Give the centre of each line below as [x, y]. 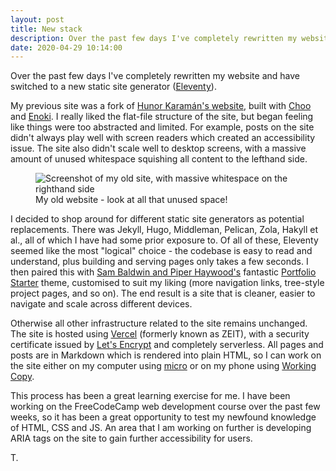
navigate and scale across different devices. [101, 304]
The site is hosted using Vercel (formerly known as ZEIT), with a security [160, 334]
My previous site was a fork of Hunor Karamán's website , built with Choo [161, 106]
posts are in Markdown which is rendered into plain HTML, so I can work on [166, 355]
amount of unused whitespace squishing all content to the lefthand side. [159, 159]
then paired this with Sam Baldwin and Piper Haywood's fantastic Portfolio [163, 272]
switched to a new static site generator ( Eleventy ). [113, 87]
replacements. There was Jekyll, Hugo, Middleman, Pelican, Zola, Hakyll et [164, 230]
